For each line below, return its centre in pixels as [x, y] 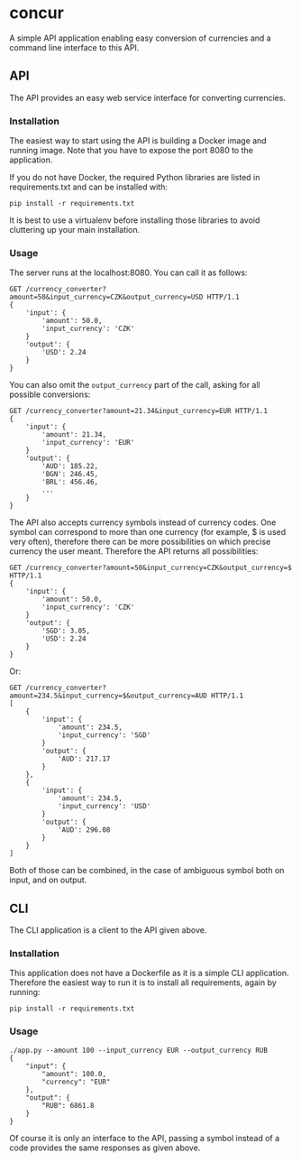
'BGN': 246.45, [70, 475]
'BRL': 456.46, [70, 482]
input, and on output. [48, 880]
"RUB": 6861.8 [68, 1105]
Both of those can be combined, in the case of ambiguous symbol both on [147, 871]
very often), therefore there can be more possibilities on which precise [140, 542]
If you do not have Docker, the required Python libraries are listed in [135, 178]
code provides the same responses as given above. [105, 1148]
